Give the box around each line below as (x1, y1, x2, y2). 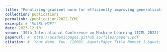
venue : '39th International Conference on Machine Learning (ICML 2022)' (5, 30, 162, 35)
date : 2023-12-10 (5, 26, 41, 31)
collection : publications (5, 12, 59, 17)
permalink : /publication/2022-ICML (5, 16, 79, 21)
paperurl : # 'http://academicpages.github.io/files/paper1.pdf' (5, 35, 141, 40)
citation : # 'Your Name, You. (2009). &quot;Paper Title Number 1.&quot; (5, 40, 162, 45)
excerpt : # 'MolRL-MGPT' (5, 21, 57, 26)
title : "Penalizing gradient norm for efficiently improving (5, 7, 135, 12)
